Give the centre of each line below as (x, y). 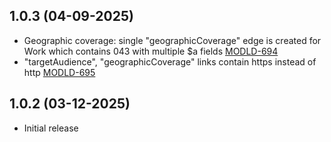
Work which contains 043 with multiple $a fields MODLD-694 (151, 51)
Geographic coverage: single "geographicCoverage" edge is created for (172, 40)
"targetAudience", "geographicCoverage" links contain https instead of (170, 61)
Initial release (51, 128)
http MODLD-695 (59, 72)
